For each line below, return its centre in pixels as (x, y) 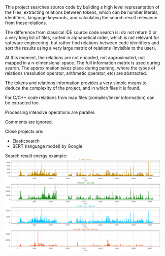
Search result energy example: (36, 156)
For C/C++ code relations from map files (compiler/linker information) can (80, 97)
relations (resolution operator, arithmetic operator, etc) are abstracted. (76, 73)
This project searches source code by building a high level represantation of (82, 7)
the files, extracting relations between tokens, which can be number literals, (82, 12)
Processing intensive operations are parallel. (50, 112)
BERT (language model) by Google (47, 146)
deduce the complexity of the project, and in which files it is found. (73, 88)
